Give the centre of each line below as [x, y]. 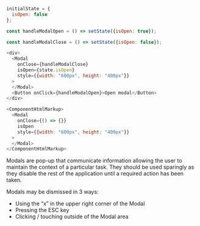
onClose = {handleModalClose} [53, 65]
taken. [14, 180]
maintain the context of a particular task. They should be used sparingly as [100, 167]
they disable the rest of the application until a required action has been [95, 174]
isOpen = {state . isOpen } [46, 70]
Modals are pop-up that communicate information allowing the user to [94, 161]
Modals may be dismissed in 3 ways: [52, 192]
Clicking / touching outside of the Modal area [72, 217]
